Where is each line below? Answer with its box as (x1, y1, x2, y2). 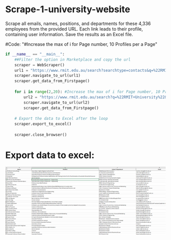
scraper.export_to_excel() (14, 121, 72, 127)
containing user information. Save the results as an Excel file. (5, 31, 133, 37)
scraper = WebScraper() (14, 62, 65, 67)
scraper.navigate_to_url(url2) (23, 100, 90, 105)
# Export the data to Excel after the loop (14, 116, 108, 121)
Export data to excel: (5, 149, 95, 161)
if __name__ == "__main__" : (5, 51, 65, 57)
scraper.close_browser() (14, 132, 67, 138)
